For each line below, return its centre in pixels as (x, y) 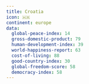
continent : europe (29, 22)
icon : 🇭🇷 (18, 17)
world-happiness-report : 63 (46, 50)
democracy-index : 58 (37, 72)
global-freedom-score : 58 (44, 67)
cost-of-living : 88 (36, 56)
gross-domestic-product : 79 (46, 39)
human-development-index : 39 (47, 45)
